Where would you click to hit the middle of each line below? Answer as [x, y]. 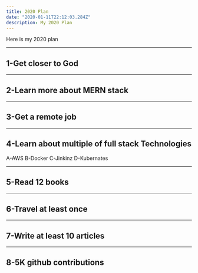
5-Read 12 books [37, 182]
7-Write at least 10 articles [55, 236]
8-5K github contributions [55, 263]
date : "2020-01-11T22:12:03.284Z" [49, 17]
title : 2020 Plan [27, 11]
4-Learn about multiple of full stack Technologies [99, 144]
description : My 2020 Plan [39, 22]
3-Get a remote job [41, 117]
